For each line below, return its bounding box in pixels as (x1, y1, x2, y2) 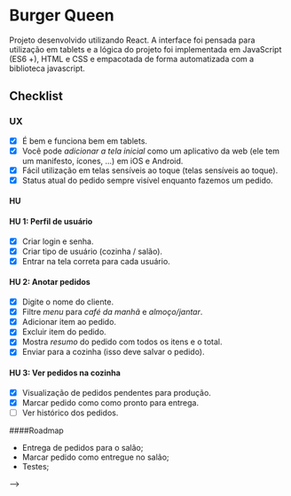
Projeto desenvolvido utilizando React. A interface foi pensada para (9, 35, 256, 45)
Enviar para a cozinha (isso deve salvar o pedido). (21, 347, 206, 358)
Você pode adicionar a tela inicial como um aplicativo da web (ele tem (21, 146, 279, 156)
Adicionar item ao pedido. (21, 317, 117, 327)
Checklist (9, 89, 64, 104)
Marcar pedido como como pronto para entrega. (21, 397, 200, 408)
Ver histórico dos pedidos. (21, 407, 119, 418)
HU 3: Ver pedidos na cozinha (9, 367, 122, 378)
